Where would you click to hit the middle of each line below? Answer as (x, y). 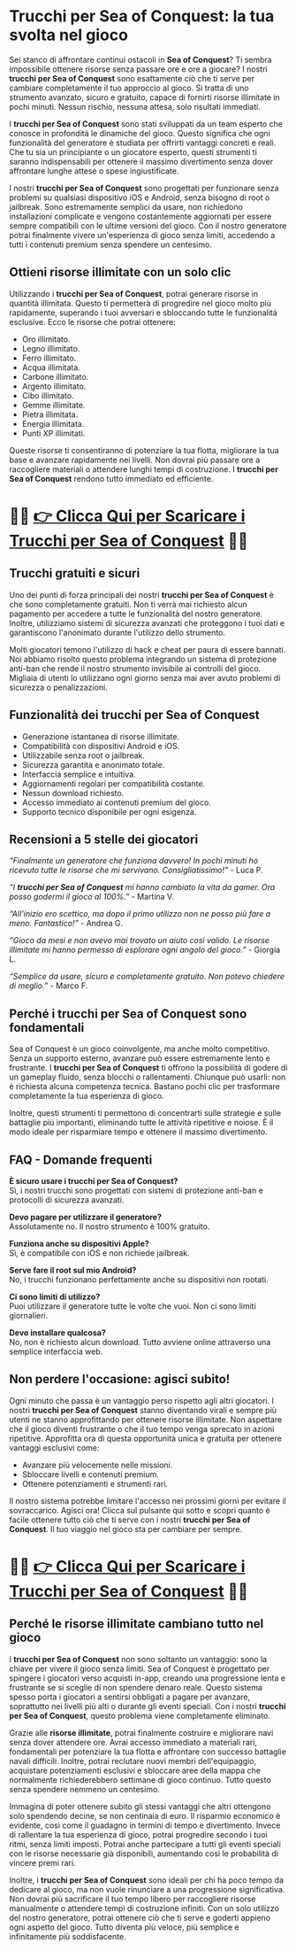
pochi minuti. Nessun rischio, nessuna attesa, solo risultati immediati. (135, 106)
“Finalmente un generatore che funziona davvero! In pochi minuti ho (134, 861)
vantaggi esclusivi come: (54, 1447)
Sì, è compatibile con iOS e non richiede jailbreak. (99, 1253)
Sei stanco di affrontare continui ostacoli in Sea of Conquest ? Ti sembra (140, 59)
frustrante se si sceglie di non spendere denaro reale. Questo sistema (136, 1687)
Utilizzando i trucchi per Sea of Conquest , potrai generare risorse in (134, 293)
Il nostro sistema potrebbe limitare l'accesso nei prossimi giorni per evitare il (148, 1501)
